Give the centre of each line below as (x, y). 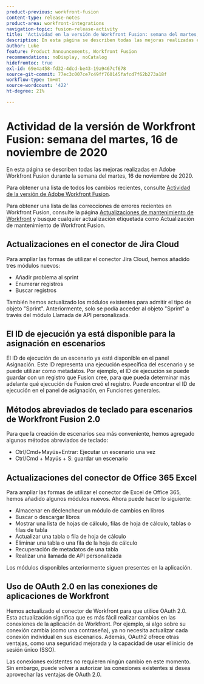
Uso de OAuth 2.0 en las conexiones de (82, 587)
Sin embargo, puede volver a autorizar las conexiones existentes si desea (98, 668)
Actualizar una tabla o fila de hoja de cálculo (70, 537)
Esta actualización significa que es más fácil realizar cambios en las (91, 617)
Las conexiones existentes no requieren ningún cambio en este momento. (99, 661)
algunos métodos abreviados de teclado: (57, 440)
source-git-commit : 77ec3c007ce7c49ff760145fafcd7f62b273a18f (87, 74)
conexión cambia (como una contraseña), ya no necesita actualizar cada (97, 630)
